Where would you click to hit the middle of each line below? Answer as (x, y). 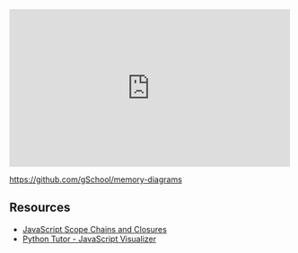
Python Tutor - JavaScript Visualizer (89, 239)
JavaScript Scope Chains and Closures (95, 229)
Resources (40, 208)
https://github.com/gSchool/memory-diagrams (96, 179)
